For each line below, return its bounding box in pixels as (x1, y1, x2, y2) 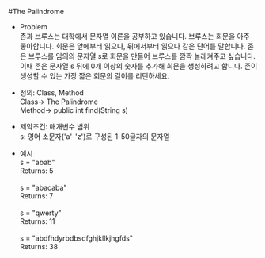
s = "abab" (19, 158, 55, 167)
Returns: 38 (19, 242, 59, 251)
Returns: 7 (19, 191, 54, 201)
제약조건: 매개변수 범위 (19, 122, 90, 131)
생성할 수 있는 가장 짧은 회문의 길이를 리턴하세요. (19, 71, 170, 80)
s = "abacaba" (19, 183, 67, 192)
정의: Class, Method (19, 88, 85, 98)
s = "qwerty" (19, 208, 62, 218)
